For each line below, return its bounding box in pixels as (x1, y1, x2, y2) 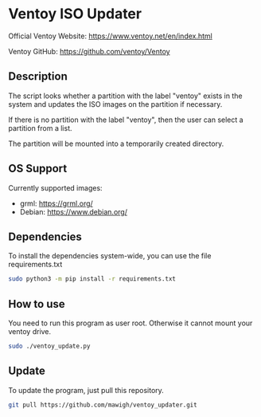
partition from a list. (8, 123, 73, 132)
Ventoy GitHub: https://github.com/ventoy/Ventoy (8, 46, 170, 56)
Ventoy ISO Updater (8, 5, 142, 23)
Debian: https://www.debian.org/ (19, 207, 127, 216)
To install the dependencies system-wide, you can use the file (8, 251, 212, 261)
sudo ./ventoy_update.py (8, 342, 91, 351)
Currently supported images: (8, 183, 103, 192)
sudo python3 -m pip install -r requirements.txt (8, 275, 177, 283)
